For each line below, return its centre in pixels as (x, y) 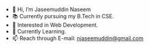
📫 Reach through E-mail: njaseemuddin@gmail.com (78, 38)
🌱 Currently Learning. (39, 31)
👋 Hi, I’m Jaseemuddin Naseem (52, 9)
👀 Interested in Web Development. (55, 25)
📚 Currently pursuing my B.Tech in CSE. (63, 16)
